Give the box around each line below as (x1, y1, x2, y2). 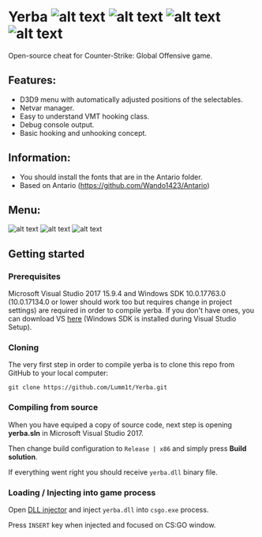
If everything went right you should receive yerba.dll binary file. (8, 467, 219, 477)
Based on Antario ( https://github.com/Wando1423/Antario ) (19, 180, 211, 190)
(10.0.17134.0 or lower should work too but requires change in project (8, 297, 233, 307)
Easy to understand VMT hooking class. (19, 111, 150, 121)
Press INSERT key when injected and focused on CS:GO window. (8, 520, 216, 529)
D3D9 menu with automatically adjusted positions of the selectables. (19, 95, 243, 104)
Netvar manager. (19, 103, 75, 112)
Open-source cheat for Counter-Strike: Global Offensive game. (8, 51, 213, 60)
